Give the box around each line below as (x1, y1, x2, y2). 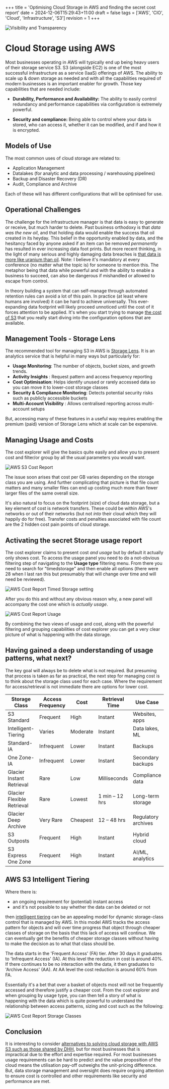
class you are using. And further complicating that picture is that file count (5, 479, 159, 485)
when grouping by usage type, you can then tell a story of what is (5, 992, 141, 998)
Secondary (133, 754, 159, 761)
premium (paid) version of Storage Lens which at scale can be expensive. (5, 421, 158, 427)
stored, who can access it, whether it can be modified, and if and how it (12, 121, 161, 128)
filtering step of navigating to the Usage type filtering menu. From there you (5, 560, 162, 566)
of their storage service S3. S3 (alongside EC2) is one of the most (5, 64, 142, 70)
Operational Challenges (5, 206, 81, 214)
